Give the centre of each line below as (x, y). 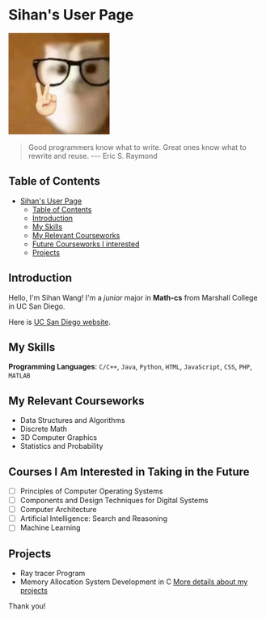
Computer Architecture (58, 510)
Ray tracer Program (53, 574)
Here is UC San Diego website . (60, 322)
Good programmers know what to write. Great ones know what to (137, 147)
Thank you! (27, 606)
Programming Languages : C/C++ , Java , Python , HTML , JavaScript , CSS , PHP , (130, 367)
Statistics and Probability (61, 446)
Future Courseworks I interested (86, 244)
